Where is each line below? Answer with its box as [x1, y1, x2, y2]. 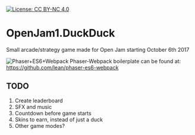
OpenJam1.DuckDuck [6, 27, 115, 40]
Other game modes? [14, 122, 65, 129]
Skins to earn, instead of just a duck [14, 116, 103, 123]
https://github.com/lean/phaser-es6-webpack [6, 64, 119, 71]
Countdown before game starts [14, 109, 92, 117]
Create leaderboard [14, 97, 64, 104]
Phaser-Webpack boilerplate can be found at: [70, 57, 181, 65]
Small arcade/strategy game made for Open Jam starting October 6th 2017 [6, 46, 190, 53]
